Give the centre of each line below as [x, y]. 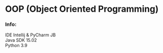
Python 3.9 [16, 46]
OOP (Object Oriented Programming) [82, 9]
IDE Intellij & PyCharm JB [30, 35]
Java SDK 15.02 [21, 40]
